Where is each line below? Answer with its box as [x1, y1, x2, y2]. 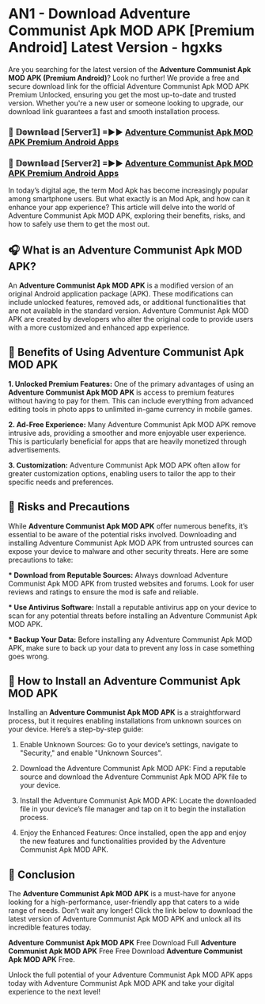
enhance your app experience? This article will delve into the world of [8, 203, 236, 212]
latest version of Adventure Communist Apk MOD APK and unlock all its [8, 914, 241, 924]
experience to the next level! [8, 987, 101, 997]
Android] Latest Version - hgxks [8, 39, 223, 56]
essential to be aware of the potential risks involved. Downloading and [8, 529, 237, 539]
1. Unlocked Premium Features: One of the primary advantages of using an [8, 379, 255, 388]
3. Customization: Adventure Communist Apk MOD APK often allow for [8, 460, 241, 470]
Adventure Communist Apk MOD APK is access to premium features [8, 387, 235, 397]
